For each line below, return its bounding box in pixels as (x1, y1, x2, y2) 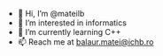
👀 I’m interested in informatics (17, 17, 127, 28)
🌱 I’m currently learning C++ (17, 27, 121, 37)
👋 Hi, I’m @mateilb (17, 9, 85, 18)
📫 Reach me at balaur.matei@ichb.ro (17, 37, 154, 47)
